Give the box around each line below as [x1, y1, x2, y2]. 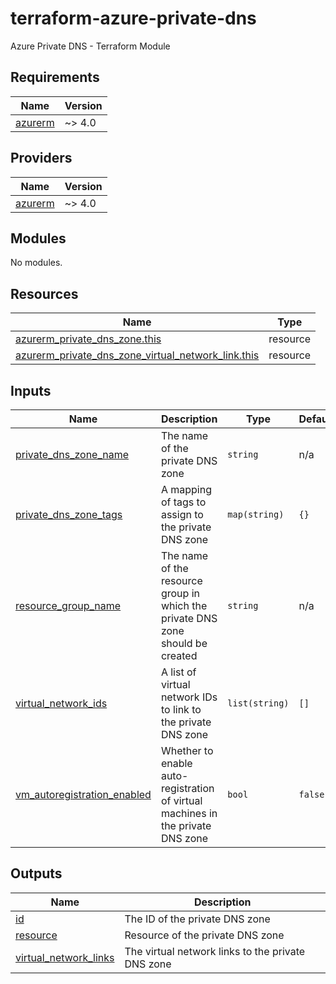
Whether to [160, 744, 214, 757]
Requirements [10, 69, 100, 86]
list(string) [227, 698, 290, 709]
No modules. [10, 257, 63, 269]
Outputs [10, 865, 63, 882]
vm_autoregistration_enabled [15, 788, 152, 801]
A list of [160, 665, 197, 679]
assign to [160, 508, 204, 521]
